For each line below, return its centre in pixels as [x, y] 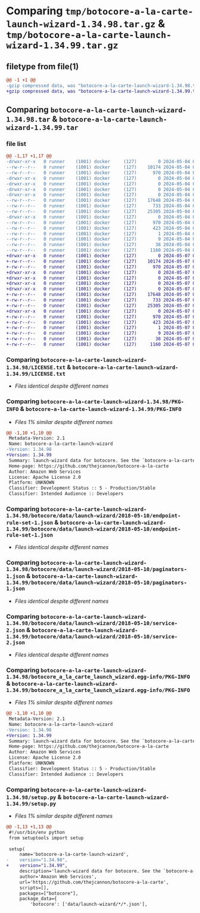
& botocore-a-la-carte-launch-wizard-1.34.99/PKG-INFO [101, 409]
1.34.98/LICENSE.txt [36, 367]
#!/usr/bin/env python [37, 832]
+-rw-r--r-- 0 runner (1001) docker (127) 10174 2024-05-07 [98, 261]
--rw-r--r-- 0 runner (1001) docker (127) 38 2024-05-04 [98, 245]
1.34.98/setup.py [31, 797]
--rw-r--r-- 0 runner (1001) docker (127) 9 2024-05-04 [98, 239]
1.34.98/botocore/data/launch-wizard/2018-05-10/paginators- [97, 569]
